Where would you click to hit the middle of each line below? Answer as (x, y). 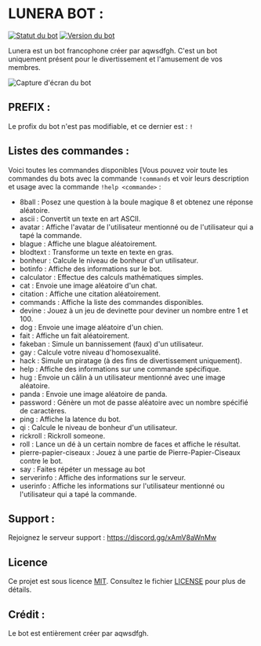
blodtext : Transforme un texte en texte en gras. (96, 251)
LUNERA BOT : (56, 14)
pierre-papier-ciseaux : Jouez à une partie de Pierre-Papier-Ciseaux (130, 452)
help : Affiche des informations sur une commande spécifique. (120, 369)
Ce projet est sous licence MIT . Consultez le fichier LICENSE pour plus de (127, 582)
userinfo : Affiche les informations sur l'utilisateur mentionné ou (122, 486)
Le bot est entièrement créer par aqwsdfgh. (78, 633)
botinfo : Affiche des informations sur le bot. (91, 269)
